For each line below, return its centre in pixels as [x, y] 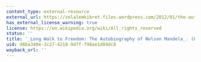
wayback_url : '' [26, 50]
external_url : [24, 17]
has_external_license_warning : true [52, 22]
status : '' [20, 34]
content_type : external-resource [48, 12]
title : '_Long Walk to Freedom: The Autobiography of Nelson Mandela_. [97, 39]
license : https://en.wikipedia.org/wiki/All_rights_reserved [84, 28]
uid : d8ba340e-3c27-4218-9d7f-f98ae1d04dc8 [61, 45]
